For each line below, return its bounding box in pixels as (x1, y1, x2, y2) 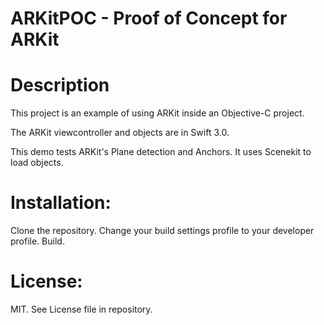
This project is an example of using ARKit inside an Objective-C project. (10, 107, 305, 119)
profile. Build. (10, 235, 65, 247)
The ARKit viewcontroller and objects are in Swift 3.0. (10, 127, 230, 139)
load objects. (10, 157, 64, 169)
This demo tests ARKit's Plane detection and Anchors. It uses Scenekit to (10, 146, 312, 158)
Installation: (10, 192, 112, 214)
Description (10, 74, 110, 97)
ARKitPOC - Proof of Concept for (10, 7, 288, 30)
